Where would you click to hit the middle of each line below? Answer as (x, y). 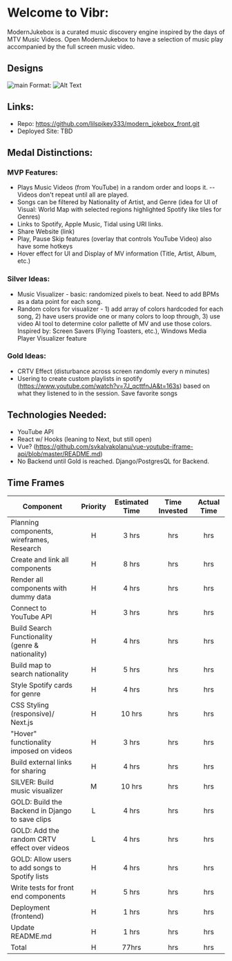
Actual (209, 502)
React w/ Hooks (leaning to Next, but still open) (84, 439)
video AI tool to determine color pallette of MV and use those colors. (114, 323)
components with (39, 589)
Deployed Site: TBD (45, 131)
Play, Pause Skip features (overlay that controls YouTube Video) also (114, 239)
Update (22, 928)
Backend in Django (41, 811)
